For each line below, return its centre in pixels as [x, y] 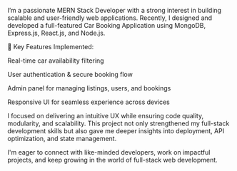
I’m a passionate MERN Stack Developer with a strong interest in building [115, 10]
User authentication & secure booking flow [70, 74]
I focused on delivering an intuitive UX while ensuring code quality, [106, 116]
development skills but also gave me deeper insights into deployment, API [116, 131]
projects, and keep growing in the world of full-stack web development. [112, 160]
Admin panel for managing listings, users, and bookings [89, 88]
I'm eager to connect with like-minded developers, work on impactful [109, 152]
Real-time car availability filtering [56, 61]
